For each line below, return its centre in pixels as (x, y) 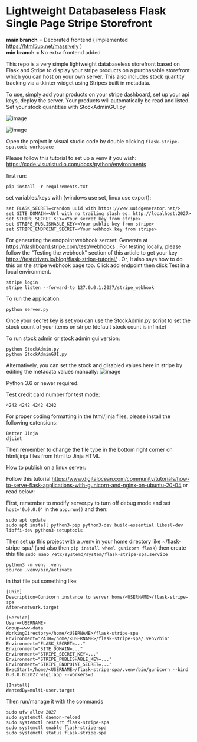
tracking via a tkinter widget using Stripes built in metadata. (78, 83)
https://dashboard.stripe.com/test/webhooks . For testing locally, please (94, 246)
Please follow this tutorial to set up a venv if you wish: (71, 158)
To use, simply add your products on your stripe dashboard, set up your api (98, 94)
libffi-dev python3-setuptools (45, 530)
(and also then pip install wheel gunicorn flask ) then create (111, 547)
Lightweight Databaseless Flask (86, 11)
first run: (17, 175)
